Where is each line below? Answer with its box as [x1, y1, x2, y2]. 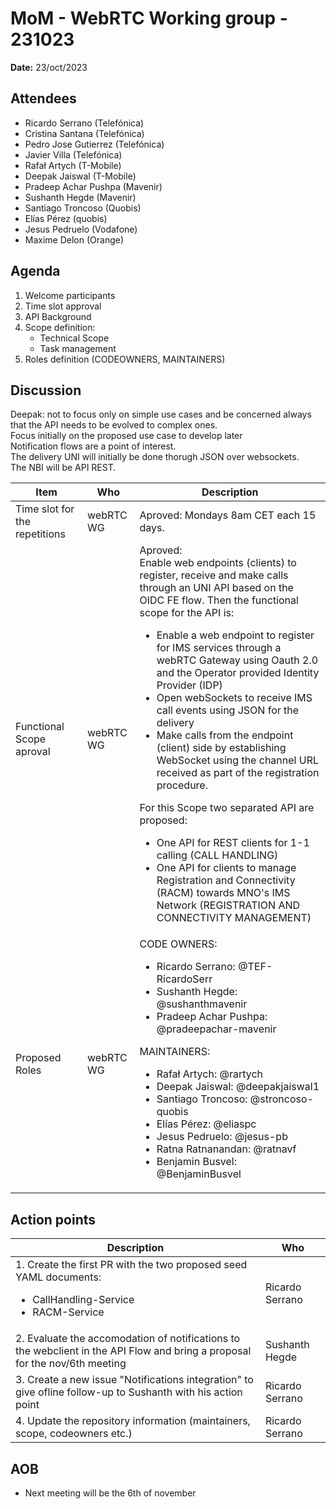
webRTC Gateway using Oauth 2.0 [156, 653, 319, 667]
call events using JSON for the [156, 703, 300, 717]
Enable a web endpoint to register [156, 628, 315, 642]
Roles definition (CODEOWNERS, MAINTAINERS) [24, 353, 226, 365]
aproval [15, 745, 51, 759]
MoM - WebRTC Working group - [10, 7, 288, 30]
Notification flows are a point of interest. [10, 440, 177, 452]
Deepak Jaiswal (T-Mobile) [24, 170, 137, 182]
